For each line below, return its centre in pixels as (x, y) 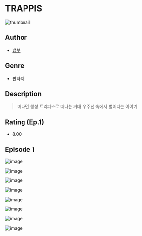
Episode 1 (20, 150)
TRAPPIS (24, 9)
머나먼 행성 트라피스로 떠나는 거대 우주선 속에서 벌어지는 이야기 (77, 107)
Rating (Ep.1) (24, 122)
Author (16, 38)
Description (23, 94)
